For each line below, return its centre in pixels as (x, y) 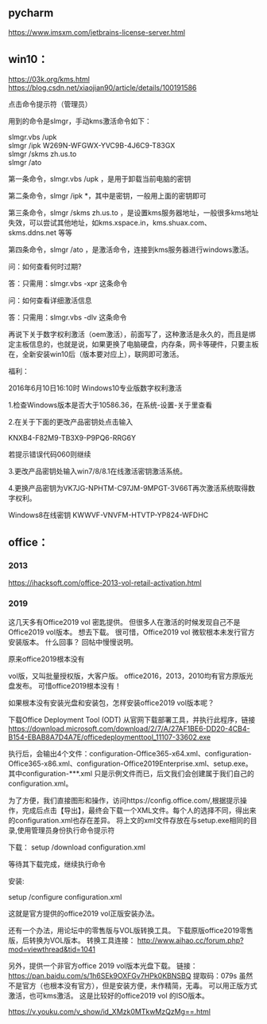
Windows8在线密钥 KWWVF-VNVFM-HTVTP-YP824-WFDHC (108, 515)
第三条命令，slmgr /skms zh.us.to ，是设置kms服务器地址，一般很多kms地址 (133, 212)
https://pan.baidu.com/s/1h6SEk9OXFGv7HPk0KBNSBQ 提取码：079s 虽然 (131, 975)
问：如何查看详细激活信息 (50, 300)
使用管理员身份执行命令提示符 (66, 830)
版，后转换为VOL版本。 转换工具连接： (72, 940)
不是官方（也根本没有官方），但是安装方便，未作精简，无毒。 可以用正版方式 (133, 985)
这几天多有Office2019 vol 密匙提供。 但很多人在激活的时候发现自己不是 (124, 622)
